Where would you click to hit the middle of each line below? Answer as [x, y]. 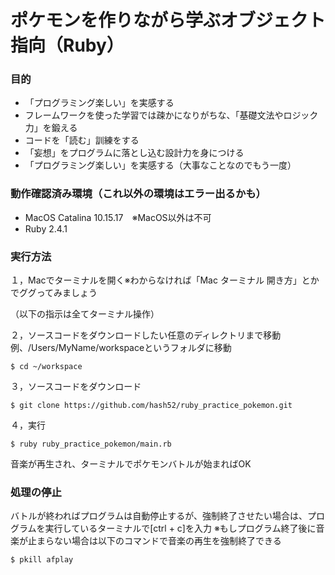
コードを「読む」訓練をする [82, 140]
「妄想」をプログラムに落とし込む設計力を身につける [134, 153]
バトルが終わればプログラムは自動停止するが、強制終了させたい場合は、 [159, 516]
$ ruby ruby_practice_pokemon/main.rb [91, 444]
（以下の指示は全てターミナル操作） [85, 314]
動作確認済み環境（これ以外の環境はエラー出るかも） [138, 194]
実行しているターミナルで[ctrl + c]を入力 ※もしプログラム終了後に [180, 528]
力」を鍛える [51, 128]
